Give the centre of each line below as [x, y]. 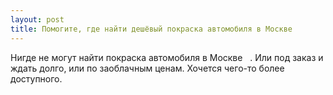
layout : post [37, 19]
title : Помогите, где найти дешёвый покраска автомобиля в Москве [151, 29]
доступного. [36, 78]
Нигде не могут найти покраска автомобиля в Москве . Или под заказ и [167, 57]
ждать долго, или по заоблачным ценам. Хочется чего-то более [147, 68]
